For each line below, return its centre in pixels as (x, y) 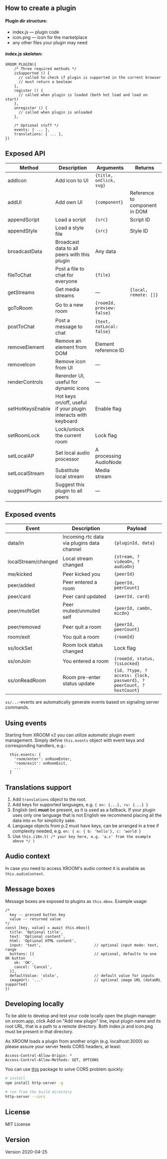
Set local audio (73, 453)
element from (71, 347)
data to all (67, 248)
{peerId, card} (132, 597)
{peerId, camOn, (133, 608)
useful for (67, 382)
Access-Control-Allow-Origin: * (39, 1056)
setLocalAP (21, 456)
